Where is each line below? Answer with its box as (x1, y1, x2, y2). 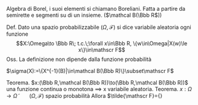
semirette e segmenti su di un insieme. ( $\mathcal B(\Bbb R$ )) (6, 11, 162, 19)
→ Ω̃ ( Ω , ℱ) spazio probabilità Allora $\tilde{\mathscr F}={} (6, 92, 163, 99)
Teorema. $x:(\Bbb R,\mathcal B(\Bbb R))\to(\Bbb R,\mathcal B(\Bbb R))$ (6, 79, 189, 86)
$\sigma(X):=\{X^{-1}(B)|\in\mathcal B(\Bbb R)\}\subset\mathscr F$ (6, 68, 174, 74)
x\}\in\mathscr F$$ (78, 46, 125, 53)
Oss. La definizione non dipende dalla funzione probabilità (6, 56, 152, 63)
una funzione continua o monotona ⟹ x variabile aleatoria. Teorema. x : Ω (6, 86, 193, 92)
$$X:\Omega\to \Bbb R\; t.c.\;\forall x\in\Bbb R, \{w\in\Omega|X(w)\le (16, 40, 188, 47)
